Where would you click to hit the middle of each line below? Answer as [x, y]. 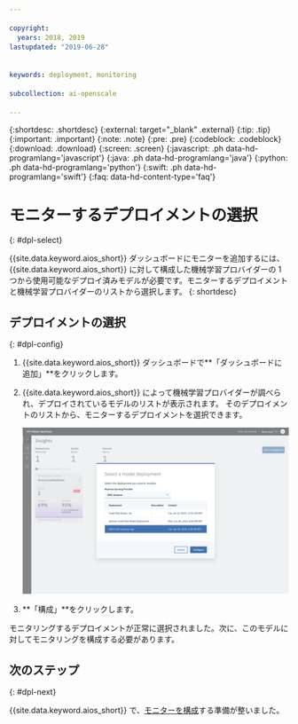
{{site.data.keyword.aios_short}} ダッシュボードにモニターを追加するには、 [147, 258]
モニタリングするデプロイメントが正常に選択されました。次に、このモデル [145, 628]
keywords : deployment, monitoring [73, 75]
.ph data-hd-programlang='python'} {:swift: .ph [96, 167]
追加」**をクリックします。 [72, 374]
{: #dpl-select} [36, 240]
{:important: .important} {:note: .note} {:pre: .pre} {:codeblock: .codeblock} [145, 138]
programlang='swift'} [48, 177]
